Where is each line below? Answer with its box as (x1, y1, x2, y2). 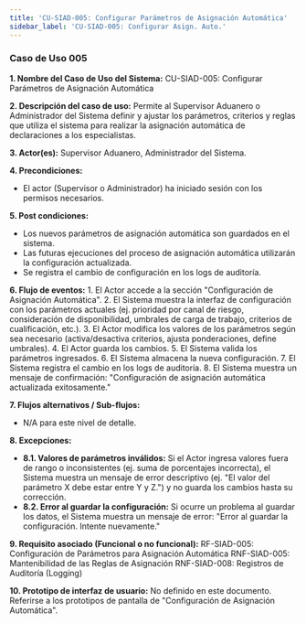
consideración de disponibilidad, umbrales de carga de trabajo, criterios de (9, 313, 292, 325)
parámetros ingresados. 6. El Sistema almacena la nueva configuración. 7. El (9, 352, 296, 363)
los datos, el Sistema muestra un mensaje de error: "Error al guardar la (22, 510, 289, 521)
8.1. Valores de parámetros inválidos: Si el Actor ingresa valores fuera (22, 452, 290, 463)
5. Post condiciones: (9, 209, 90, 220)
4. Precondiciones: (9, 165, 83, 176)
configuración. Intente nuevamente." (22, 521, 161, 532)
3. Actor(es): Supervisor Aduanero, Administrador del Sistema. (9, 147, 247, 158)
